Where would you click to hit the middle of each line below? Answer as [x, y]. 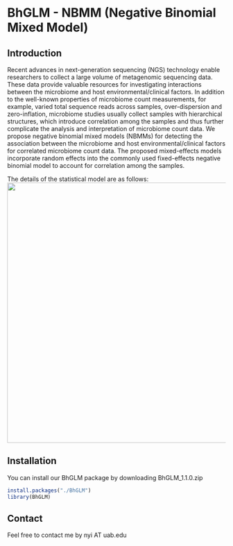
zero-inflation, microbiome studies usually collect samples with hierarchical [115, 114]
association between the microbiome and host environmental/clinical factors [116, 143]
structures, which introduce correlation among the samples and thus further [115, 121]
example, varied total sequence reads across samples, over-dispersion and [115, 106]
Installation [32, 461]
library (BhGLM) [29, 497]
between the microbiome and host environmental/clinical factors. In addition [116, 92]
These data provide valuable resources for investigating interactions [105, 84]
